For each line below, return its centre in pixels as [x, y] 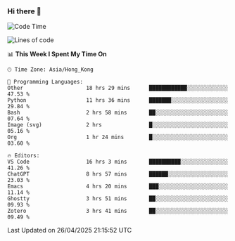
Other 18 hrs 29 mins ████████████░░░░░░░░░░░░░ [118, 88]
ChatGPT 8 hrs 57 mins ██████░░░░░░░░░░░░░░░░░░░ [118, 174]
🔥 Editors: [24, 156]
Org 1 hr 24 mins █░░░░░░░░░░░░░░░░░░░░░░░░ [118, 137]
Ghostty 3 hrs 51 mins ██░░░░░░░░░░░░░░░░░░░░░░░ [118, 199]
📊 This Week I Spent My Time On [57, 54]
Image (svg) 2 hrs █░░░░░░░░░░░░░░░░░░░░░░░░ [118, 125]
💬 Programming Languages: [45, 82]
